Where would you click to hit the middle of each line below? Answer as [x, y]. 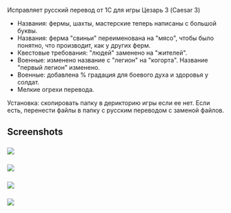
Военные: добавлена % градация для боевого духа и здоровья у [113, 75]
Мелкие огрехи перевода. [56, 90]
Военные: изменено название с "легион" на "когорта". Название [112, 60]
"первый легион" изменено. [58, 67]
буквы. [27, 31]
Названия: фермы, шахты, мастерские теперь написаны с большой [117, 23]
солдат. [28, 82]
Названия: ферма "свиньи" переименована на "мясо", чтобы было [115, 38]
